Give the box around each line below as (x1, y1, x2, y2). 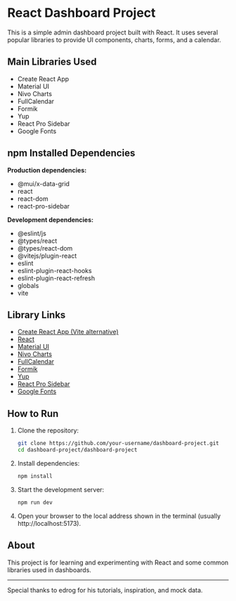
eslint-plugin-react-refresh (17, 274, 96, 282)
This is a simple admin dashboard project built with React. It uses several (7, 28, 218, 37)
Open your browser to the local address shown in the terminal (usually (17, 511, 221, 520)
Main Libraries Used (7, 56, 97, 68)
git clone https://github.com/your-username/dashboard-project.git (17, 440, 219, 447)
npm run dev (17, 498, 53, 506)
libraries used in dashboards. (7, 565, 91, 574)
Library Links (7, 309, 66, 321)
